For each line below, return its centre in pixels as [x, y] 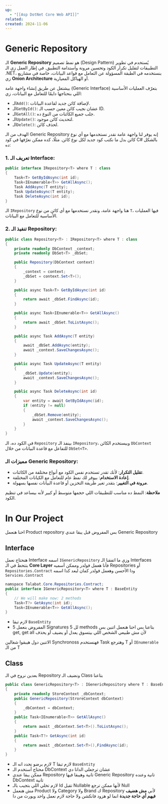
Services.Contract [24, 576]
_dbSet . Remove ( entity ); [56, 415]
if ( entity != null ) [44, 406]
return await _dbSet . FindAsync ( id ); [61, 299]
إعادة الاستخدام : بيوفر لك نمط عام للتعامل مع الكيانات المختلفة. [71, 477]
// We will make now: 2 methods [48, 598]
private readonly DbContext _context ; [54, 249]
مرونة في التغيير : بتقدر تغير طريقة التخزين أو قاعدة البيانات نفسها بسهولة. [80, 483]
